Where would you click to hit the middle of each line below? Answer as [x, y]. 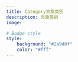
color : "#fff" [34, 50]
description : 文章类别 [32, 17]
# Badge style [24, 33]
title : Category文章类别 [35, 12]
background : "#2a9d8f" [45, 44]
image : [14, 22]
